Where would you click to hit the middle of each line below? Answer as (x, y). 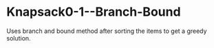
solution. (19, 38)
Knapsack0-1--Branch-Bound (94, 12)
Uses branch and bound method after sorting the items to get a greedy (107, 31)
